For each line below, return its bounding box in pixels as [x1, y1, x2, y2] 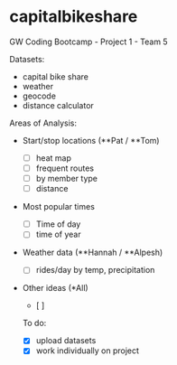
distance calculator [22, 99, 95, 110]
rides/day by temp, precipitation [35, 265, 155, 276]
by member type [35, 173, 98, 184]
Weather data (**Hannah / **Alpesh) [22, 247, 163, 258]
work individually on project [35, 345, 140, 356]
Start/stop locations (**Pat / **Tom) [22, 135, 160, 145]
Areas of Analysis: [9, 117, 78, 128]
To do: [22, 318, 47, 329]
